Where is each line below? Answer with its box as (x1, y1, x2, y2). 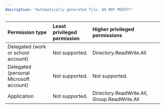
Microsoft (7, 75, 30, 82)
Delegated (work (7, 43, 47, 50)
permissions (92, 32, 122, 39)
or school (7, 49, 29, 56)
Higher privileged (92, 25, 134, 32)
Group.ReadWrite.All (92, 96, 139, 103)
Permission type (7, 29, 47, 36)
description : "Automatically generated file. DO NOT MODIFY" (5, 7, 133, 12)
